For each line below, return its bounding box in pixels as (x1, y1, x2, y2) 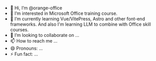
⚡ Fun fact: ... (10, 51, 38, 57)
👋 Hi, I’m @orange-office (10, 5, 63, 11)
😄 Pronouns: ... (10, 45, 43, 51)
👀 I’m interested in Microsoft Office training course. (10, 10, 118, 16)
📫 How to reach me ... (10, 38, 58, 44)
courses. (10, 27, 29, 33)
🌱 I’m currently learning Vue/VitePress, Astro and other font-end (10, 16, 145, 22)
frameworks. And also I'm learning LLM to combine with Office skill (10, 21, 151, 27)
